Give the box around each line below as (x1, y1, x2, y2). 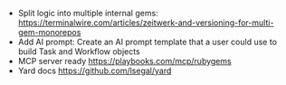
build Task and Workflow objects (17, 46, 140, 57)
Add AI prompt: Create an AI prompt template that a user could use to (17, 36, 278, 47)
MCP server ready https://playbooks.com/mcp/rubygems (17, 56, 233, 66)
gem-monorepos (17, 27, 81, 37)
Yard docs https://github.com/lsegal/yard (17, 65, 172, 76)
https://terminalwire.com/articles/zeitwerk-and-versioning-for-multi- (17, 17, 274, 28)
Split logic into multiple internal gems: (17, 8, 158, 18)
